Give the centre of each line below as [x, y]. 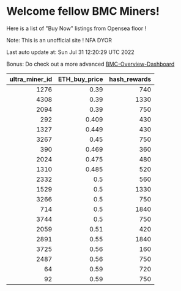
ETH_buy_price [80, 79]
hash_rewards [130, 79]
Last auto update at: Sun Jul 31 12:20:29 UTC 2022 [70, 52]
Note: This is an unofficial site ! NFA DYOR [59, 40]
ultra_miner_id [31, 79]
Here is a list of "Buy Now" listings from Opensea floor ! [76, 28]
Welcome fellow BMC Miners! [83, 11]
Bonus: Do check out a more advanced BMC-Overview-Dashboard [90, 64]
